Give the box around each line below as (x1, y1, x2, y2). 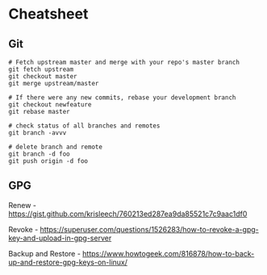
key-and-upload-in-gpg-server (8, 233, 112, 243)
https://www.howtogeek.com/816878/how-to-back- (81, 248, 255, 258)
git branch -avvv (8, 129, 67, 137)
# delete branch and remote (8, 143, 103, 151)
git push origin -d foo (8, 157, 89, 165)
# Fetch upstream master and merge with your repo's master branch (8, 58, 240, 66)
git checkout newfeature (8, 101, 92, 109)
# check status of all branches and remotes (8, 122, 161, 130)
